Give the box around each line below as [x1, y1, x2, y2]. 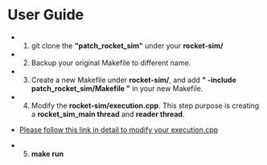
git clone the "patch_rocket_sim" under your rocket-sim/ [31, 40, 224, 50]
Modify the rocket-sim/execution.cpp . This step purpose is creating [31, 101, 260, 110]
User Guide [7, 6, 84, 24]
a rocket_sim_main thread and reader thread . [31, 109, 185, 118]
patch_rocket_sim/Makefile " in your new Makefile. [31, 83, 203, 93]
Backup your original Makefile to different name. [31, 58, 191, 68]
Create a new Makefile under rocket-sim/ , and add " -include [31, 75, 236, 85]
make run [31, 149, 64, 159]
